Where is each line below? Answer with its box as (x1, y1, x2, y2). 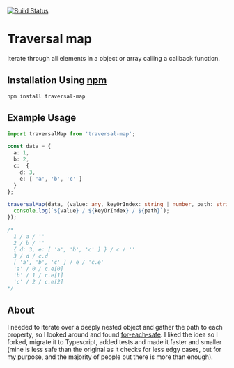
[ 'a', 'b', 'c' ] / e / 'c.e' (13, 259, 104, 266)
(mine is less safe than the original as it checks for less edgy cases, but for (7, 345, 221, 353)
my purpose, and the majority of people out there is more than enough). (7, 353, 214, 361)
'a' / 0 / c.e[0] (13, 265, 64, 272)
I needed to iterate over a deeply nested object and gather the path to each (7, 323, 223, 331)
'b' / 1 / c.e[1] (13, 272, 64, 279)
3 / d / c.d (13, 252, 49, 260)
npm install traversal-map (7, 93, 86, 100)
